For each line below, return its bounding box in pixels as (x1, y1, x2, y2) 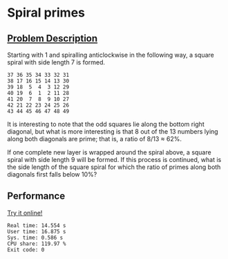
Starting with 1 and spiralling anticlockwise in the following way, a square (7, 51, 214, 59)
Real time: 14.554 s (7, 222, 67, 229)
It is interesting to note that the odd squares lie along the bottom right (7, 120, 205, 128)
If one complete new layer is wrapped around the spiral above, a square (7, 148, 212, 157)
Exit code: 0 (7, 246, 45, 253)
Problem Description (7, 33, 98, 44)
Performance (7, 190, 66, 202)
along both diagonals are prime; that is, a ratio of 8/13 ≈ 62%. (7, 135, 182, 143)
